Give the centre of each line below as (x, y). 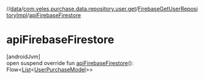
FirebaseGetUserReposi (168, 9)
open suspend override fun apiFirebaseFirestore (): (70, 63)
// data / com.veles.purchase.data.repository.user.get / (72, 9)
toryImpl (17, 15)
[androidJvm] (24, 57)
